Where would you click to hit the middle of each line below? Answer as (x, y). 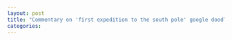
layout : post (26, 13)
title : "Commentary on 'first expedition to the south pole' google (108, 20)
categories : (24, 26)
